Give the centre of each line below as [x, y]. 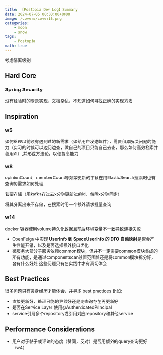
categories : [17, 23]
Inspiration [22, 116]
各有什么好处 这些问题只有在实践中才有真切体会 [59, 263]
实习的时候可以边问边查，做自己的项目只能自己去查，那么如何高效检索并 [86, 147]
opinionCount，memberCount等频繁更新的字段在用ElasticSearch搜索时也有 [81, 177]
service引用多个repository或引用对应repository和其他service [73, 314]
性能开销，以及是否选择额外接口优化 [52, 245]
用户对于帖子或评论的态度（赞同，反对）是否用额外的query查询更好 [80, 341]
